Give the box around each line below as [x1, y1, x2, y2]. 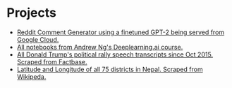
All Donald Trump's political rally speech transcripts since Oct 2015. [16, 50, 213, 59]
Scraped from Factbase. [16, 57, 87, 66]
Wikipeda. [16, 72, 47, 81]
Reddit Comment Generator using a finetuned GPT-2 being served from [16, 28, 225, 36]
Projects [6, 5, 57, 21]
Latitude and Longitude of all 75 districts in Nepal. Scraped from [16, 65, 203, 73]
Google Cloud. [16, 35, 59, 43]
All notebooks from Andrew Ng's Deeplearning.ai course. [16, 43, 183, 51]
